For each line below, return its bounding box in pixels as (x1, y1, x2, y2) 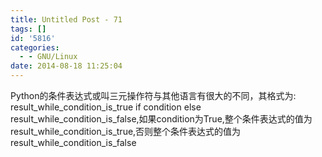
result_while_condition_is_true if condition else (10, 101, 202, 113)
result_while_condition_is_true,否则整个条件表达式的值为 (10, 126, 242, 137)
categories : (10, 42, 60, 53)
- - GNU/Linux (19, 52, 78, 62)
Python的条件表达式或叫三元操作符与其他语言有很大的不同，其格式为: (10, 90, 297, 101)
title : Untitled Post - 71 (10, 14, 123, 25)
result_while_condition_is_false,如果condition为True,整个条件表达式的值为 (10, 113, 313, 125)
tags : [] (10, 24, 47, 34)
